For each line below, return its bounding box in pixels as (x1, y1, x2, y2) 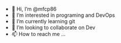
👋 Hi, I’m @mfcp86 (11, 6, 57, 12)
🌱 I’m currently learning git (11, 18, 76, 24)
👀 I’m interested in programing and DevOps (11, 12, 115, 19)
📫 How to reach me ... (11, 31, 66, 37)
